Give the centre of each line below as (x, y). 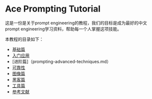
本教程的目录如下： (24, 39)
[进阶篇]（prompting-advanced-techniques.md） (61, 61)
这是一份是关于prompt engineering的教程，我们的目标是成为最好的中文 (76, 23)
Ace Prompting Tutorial (53, 9)
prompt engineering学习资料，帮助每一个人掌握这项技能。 (63, 29)
